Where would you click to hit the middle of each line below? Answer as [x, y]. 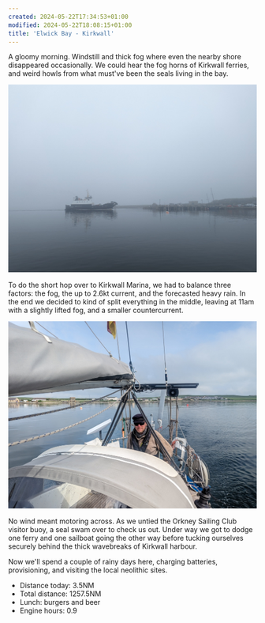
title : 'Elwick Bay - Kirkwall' [61, 33]
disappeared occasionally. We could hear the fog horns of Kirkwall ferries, [129, 65]
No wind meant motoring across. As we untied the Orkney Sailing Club [123, 521]
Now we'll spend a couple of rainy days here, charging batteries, [113, 562]
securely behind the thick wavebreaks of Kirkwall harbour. [103, 546]
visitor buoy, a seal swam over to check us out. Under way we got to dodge [131, 530]
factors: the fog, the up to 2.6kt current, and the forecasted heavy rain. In [127, 293]
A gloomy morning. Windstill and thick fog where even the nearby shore [125, 57]
